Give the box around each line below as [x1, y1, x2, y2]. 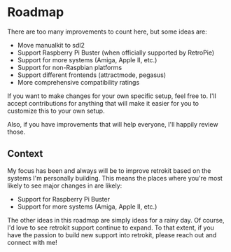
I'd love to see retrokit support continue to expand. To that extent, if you [7, 223, 215, 232]
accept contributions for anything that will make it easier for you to [7, 99, 199, 107]
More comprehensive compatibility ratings [17, 78, 140, 86]
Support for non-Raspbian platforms [17, 63, 122, 71]
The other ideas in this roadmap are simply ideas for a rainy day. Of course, [7, 216, 225, 224]
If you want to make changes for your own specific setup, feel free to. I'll [7, 92, 217, 100]
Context [7, 148, 43, 160]
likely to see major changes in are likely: [7, 181, 122, 190]
